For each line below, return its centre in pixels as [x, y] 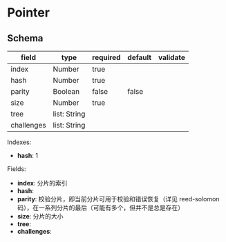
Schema [25, 38]
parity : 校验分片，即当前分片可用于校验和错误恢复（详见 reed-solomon [118, 199]
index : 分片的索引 [42, 183]
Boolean [66, 91]
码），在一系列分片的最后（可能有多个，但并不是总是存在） [101, 208]
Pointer [29, 13]
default [140, 58]
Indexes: [19, 142]
